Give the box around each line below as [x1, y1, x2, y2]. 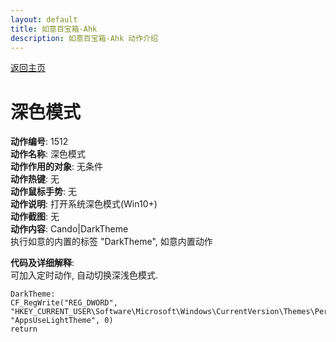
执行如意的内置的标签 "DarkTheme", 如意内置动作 [10, 236, 213, 248]
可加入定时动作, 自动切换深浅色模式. [10, 269, 159, 281]
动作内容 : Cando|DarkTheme [10, 223, 129, 235]
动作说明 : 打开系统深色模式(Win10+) [10, 198, 158, 210]
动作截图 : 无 [10, 211, 60, 223]
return [10, 324, 38, 335]
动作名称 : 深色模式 [10, 148, 86, 160]
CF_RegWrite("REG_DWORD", [10, 298, 118, 308]
